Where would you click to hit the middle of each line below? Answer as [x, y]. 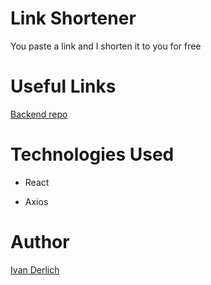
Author [40, 242]
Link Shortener [73, 18]
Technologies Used [92, 154]
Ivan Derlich [35, 269]
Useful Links [63, 86]
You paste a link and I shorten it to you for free [106, 46]
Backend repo [39, 114]
